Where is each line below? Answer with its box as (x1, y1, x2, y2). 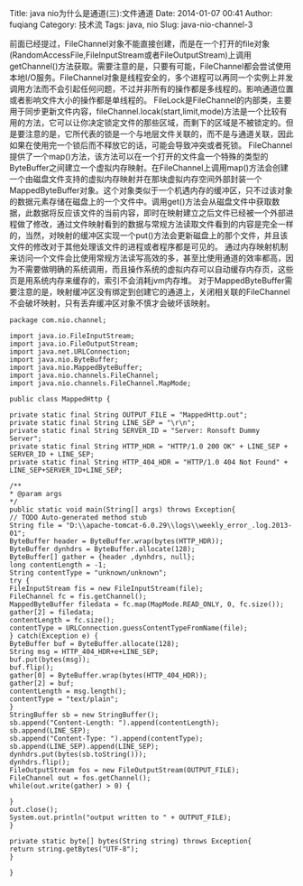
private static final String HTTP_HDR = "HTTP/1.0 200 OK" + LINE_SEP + (9, 442, 289, 451)
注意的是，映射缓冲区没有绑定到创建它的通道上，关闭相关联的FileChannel (16, 287, 290, 297)
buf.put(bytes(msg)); (9, 655, 91, 664)
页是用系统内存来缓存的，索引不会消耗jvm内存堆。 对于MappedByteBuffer (9, 275, 285, 286)
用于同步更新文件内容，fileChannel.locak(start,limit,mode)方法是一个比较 (9, 106, 280, 116)
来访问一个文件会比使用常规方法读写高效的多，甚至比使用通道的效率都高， (9, 253, 286, 263)
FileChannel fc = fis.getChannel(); (9, 592, 147, 601)
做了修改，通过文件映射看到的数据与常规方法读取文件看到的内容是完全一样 (16, 219, 294, 229)
